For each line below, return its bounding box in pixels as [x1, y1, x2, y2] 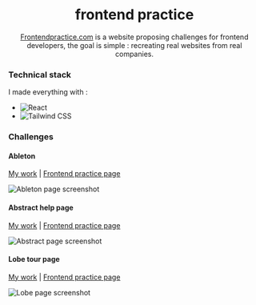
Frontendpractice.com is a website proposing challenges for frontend [20, 32, 249, 42]
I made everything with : [8, 87, 88, 97]
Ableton [8, 150, 36, 161]
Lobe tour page [8, 255, 60, 264]
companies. [114, 49, 154, 58]
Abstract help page [8, 203, 74, 212]
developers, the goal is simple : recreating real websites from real [26, 40, 242, 50]
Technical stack [8, 69, 72, 80]
